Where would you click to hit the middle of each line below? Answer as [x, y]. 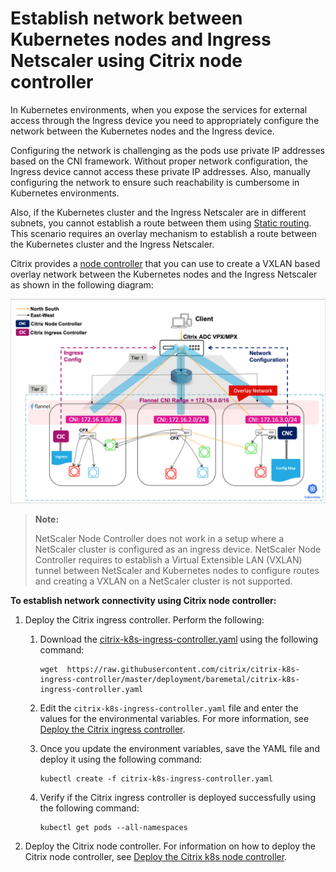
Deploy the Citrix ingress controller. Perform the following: [144, 619]
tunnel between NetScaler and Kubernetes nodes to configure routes [177, 570]
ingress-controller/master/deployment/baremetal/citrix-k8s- [169, 679]
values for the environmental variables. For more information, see [174, 718]
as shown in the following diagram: [82, 284]
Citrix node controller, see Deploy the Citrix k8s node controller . [156, 856]
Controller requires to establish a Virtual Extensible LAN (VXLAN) [168, 559]
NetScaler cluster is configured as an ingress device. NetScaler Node [178, 549]
